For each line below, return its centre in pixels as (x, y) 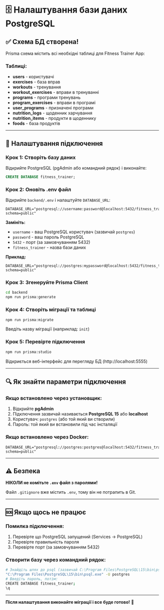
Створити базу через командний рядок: (56, 560)
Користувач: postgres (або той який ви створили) (64, 419)
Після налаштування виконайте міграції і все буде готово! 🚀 (70, 602)
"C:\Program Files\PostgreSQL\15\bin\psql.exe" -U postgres (68, 575)
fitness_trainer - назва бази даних (49, 247)
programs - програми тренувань (46, 98)
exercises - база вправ (36, 82)
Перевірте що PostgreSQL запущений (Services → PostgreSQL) (78, 537)
